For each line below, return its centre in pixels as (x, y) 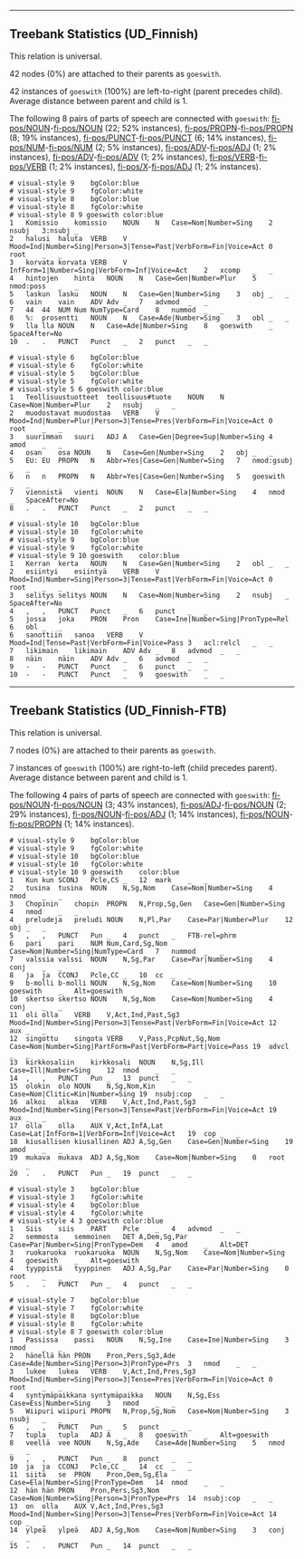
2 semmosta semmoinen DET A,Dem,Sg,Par (99, 1237)
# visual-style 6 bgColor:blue (75, 357)
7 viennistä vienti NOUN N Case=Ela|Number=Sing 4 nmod (147, 492)
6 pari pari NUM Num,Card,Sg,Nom (89, 943)
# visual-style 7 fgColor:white (76, 1308)
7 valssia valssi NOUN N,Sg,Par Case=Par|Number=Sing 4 (141, 959)
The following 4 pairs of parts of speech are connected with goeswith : (140, 794)
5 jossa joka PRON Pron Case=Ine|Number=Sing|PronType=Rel (149, 619)
